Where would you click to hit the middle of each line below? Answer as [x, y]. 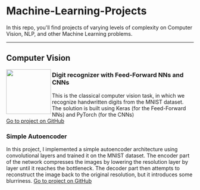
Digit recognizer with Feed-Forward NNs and [118, 75]
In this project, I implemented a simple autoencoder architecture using [92, 149]
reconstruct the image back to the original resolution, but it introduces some [99, 175]
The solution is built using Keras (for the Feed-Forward [119, 108]
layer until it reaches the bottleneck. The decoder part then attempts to [93, 168]
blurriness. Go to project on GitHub [49, 180]
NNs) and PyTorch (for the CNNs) [93, 114]
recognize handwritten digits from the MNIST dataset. [118, 102]
